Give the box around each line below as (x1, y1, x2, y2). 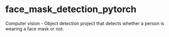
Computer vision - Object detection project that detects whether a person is (5, 20, 164, 26)
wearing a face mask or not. (5, 25, 64, 31)
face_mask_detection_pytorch (5, 4, 136, 15)
